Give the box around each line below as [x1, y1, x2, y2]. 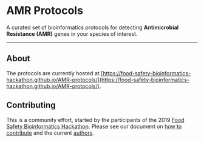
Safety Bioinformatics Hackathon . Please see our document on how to [6, 123, 182, 130]
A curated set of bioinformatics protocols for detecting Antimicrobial [6, 24, 179, 31]
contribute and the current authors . [6, 129, 94, 137]
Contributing [6, 100, 56, 110]
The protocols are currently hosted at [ [6, 69, 103, 76]
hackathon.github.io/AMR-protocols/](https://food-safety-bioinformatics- [6, 76, 189, 83]
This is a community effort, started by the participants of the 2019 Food [6, 116, 185, 123]
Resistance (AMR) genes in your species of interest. [6, 30, 138, 37]
